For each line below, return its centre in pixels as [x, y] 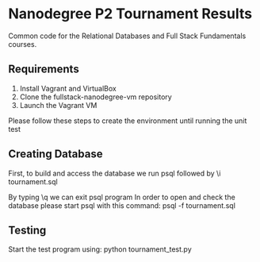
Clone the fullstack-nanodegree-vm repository [96, 97]
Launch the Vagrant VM [58, 105]
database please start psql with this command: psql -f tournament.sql [122, 205]
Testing [27, 230]
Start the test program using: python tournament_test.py [100, 249]
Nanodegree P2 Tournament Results [130, 14]
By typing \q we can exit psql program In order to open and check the [122, 197]
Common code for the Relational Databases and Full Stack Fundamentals [127, 36]
